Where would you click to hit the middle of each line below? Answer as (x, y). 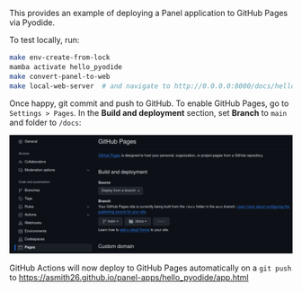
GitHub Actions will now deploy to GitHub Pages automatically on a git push (151, 268)
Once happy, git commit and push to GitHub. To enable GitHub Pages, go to (149, 103)
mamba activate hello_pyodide (66, 66)
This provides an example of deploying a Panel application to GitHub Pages (149, 13)
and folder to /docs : (45, 122)
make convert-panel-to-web (60, 76)
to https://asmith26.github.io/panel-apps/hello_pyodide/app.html (129, 278)
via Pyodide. (32, 22)
